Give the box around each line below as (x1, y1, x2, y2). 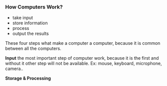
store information (12, 20, 48, 26)
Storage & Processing (5, 76, 51, 82)
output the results (12, 31, 49, 37)
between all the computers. (5, 46, 61, 52)
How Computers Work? (5, 3, 63, 10)
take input (12, 15, 33, 21)
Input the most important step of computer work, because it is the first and (5, 55, 159, 61)
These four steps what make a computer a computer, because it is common (5, 40, 161, 46)
